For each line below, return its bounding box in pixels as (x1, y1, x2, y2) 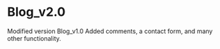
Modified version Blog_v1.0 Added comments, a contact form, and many (7, 27, 213, 35)
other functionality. (7, 34, 61, 42)
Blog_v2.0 (7, 4, 66, 20)
